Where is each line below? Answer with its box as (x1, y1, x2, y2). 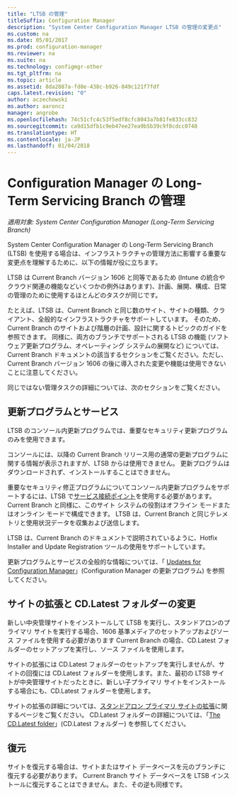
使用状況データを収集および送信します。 (25, 518, 144, 527)
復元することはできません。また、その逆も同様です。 (31, 780, 187, 789)
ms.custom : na (7, 30, 50, 38)
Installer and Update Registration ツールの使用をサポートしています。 (7, 542, 209, 551)
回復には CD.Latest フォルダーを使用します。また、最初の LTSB (25, 669, 211, 677)
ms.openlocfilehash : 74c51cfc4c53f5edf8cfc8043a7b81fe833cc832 (7, 116, 198, 123)
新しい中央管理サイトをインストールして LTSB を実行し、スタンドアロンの (7, 618, 224, 627)
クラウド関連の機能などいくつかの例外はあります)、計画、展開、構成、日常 (7, 282, 227, 291)
